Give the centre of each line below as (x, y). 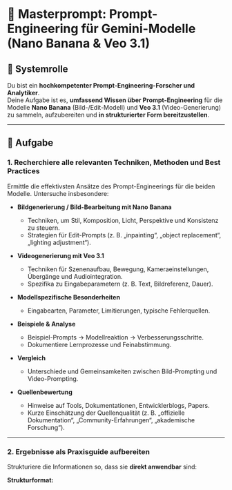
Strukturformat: (30, 480)
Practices (23, 171)
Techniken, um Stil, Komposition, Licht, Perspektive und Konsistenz (123, 220)
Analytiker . (23, 93)
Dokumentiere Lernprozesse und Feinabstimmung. (99, 344)
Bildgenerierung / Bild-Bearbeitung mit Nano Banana (94, 207)
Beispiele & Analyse (46, 324)
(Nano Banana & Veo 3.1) (79, 43)
